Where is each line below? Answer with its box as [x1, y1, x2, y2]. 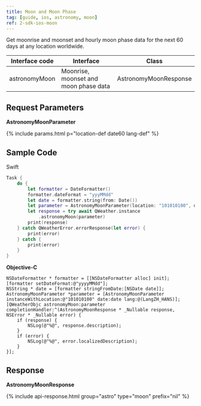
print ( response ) [28, 219, 68, 225]
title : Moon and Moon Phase [6, 8, 77, 15]
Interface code [11, 57, 54, 65]
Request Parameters [6, 103, 84, 113]
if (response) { [17, 317, 58, 324]
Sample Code [6, 148, 57, 158]
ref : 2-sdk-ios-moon [6, 20, 58, 26]
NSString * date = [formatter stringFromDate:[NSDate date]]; [6, 286, 165, 292]
